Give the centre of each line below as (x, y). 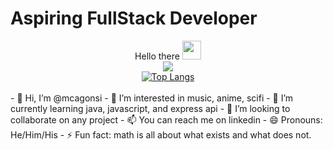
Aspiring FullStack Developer (134, 18)
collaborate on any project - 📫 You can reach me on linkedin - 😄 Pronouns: (166, 119)
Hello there (157, 56)
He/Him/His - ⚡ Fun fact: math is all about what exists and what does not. (161, 134)
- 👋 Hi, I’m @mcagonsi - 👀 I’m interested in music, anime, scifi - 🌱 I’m (152, 98)
